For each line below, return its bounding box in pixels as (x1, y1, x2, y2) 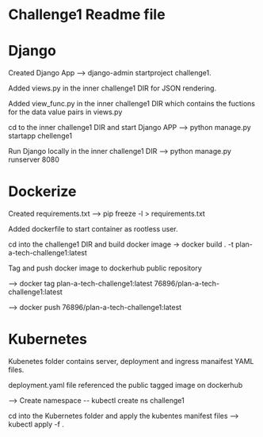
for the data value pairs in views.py (8, 107, 123, 117)
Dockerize (8, 182, 77, 201)
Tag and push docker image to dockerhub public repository (8, 263, 202, 273)
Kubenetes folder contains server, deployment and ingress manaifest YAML (8, 357, 255, 366)
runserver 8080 (8, 155, 59, 164)
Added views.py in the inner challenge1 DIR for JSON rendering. (8, 83, 216, 93)
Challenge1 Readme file (8, 6, 166, 24)
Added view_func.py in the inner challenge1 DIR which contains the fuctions (8, 99, 256, 109)
